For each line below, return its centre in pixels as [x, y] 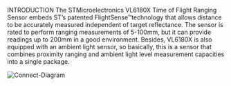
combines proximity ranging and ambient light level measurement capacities [116, 54]
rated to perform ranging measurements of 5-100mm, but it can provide [109, 32]
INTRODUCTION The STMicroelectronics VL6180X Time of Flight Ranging [112, 10]
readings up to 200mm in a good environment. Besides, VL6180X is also [110, 40]
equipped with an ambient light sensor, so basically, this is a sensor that [110, 47]
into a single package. [39, 61]
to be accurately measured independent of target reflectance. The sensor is [115, 25]
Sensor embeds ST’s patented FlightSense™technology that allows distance [115, 17]
